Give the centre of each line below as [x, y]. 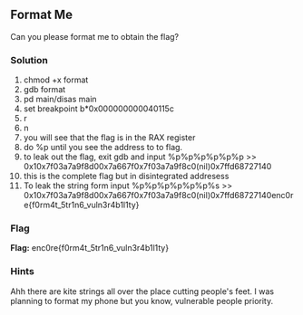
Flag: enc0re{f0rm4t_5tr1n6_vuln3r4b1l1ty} [90, 248]
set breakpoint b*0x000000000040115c [99, 109]
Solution [29, 60]
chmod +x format [56, 80]
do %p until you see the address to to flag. [103, 148]
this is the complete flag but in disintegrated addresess [126, 177]
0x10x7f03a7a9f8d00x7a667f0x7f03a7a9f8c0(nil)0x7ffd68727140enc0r [158, 196]
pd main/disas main [60, 100]
